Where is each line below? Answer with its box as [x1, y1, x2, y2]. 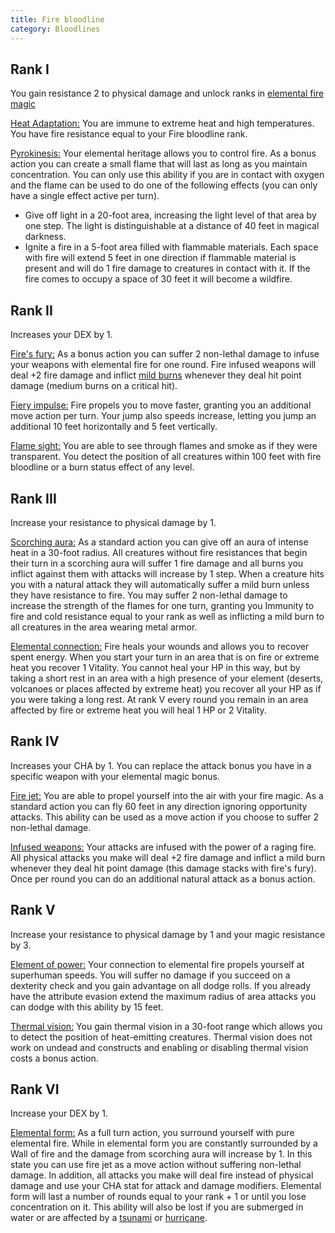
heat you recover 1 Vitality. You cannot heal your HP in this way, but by [10, 661, 301, 673]
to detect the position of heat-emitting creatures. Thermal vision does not [10, 1031, 313, 1043]
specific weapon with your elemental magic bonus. [10, 770, 220, 782]
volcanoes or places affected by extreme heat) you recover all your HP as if [10, 682, 322, 695]
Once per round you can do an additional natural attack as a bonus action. [10, 872, 316, 885]
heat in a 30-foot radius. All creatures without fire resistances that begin [10, 546, 308, 558]
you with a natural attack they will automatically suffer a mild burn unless [10, 578, 310, 590]
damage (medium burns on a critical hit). [10, 380, 178, 392]
